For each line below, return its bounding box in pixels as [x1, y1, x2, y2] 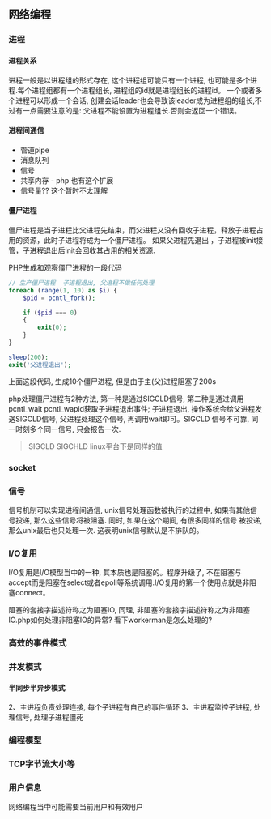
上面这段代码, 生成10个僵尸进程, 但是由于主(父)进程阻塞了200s [8, 376, 217, 386]
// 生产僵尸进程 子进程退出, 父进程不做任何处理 [8, 279, 155, 287]
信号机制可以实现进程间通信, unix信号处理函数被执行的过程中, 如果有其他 [8, 505, 251, 514]
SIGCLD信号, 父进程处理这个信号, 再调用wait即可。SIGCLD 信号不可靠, [15, 414, 250, 424]
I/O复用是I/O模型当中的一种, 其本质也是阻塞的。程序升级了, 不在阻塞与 [8, 568, 242, 578]
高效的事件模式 [8, 638, 67, 649]
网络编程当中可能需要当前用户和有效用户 [8, 802, 143, 812]
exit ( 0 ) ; [37, 323, 67, 332]
